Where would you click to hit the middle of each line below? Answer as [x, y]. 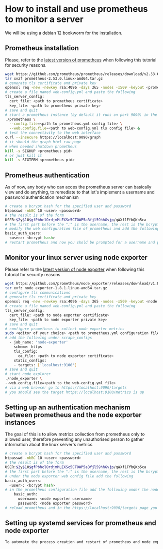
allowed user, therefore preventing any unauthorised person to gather [74, 439]
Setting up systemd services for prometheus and [81, 523]
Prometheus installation [42, 48]
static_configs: [30, 360]
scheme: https [28, 347]
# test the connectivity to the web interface [53, 133]
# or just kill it [24, 155]
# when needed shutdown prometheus [41, 146]
